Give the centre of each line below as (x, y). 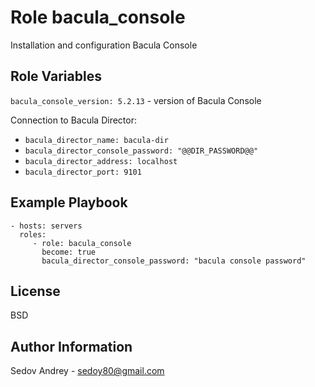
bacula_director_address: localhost (101, 161)
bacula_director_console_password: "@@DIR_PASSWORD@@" (141, 151)
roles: (33, 234)
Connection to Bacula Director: (73, 120)
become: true (69, 252)
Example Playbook (69, 202)
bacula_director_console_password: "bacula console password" (174, 261)
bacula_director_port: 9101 (83, 172)
